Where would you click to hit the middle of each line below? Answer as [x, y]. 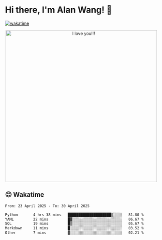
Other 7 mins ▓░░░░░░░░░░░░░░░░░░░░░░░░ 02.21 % [74, 233]
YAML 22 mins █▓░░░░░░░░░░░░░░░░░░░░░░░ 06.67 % [74, 219]
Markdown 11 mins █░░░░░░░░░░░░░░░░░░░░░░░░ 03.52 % [74, 228]
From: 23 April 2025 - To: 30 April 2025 [47, 206]
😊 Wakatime [25, 195]
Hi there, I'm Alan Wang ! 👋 [59, 10]
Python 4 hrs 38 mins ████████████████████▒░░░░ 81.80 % [74, 215]
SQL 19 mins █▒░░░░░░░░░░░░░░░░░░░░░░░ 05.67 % [74, 224]
